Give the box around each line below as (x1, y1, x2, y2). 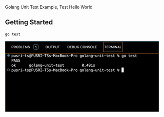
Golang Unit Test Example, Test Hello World (5, 4, 93, 10)
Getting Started (5, 18, 53, 26)
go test (5, 32, 21, 37)
